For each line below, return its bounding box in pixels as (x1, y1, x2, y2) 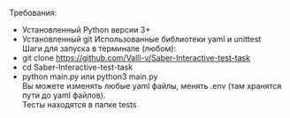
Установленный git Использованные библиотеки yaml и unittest (21, 34, 262, 44)
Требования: (9, 8, 57, 18)
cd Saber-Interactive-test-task (21, 62, 134, 72)
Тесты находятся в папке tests (21, 100, 137, 109)
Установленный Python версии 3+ (21, 25, 151, 34)
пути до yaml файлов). (21, 90, 106, 100)
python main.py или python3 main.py (21, 71, 158, 82)
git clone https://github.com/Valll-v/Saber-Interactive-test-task (21, 53, 250, 63)
